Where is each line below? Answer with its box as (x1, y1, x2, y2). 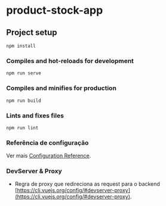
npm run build (6, 98, 42, 104)
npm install (6, 43, 36, 49)
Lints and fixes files (6, 111, 64, 120)
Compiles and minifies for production (6, 84, 116, 92)
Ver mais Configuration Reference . (6, 152, 91, 160)
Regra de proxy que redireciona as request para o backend (14, 180, 160, 188)
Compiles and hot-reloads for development (6, 57, 134, 65)
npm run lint (6, 124, 39, 131)
